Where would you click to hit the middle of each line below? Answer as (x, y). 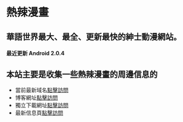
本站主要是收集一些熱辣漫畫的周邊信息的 (82, 74)
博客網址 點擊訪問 (36, 97)
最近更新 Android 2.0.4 (35, 53)
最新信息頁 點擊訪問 (39, 112)
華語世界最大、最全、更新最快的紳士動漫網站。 (94, 37)
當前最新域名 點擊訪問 (42, 90)
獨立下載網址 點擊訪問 (42, 105)
